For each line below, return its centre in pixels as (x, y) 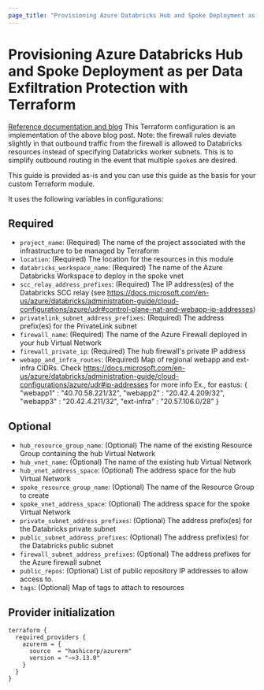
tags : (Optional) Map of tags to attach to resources (102, 588)
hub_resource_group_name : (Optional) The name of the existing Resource (136, 445)
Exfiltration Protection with (98, 88)
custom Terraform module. (52, 184)
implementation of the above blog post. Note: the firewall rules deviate (122, 135)
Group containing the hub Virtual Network (87, 454)
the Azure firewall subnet (60, 562)
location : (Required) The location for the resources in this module (126, 259)
